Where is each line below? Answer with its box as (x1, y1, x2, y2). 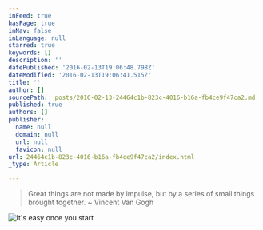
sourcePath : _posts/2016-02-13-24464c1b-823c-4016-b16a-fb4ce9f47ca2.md (8, 93, 256, 101)
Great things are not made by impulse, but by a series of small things (27, 189, 255, 199)
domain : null (15, 130, 59, 138)
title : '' (8, 78, 42, 86)
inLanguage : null (8, 34, 66, 42)
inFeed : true (8, 11, 52, 20)
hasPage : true (8, 19, 56, 27)
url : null (15, 137, 48, 146)
